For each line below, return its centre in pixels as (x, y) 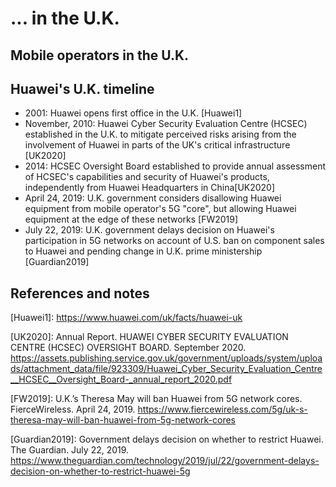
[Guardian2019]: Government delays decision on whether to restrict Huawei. (167, 439)
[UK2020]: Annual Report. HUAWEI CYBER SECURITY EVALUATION (149, 337)
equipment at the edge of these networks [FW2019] (131, 219)
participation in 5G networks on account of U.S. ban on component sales (174, 241)
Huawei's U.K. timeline (82, 88)
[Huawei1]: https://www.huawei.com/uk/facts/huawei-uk (126, 318)
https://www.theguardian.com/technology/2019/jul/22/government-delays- (165, 461)
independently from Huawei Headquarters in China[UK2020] (150, 188)
